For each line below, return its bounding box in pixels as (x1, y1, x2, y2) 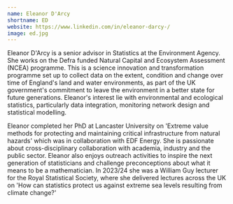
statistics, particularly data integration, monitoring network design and (7, 101, 210, 109)
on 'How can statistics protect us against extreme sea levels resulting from (7, 181, 223, 189)
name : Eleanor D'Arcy (7, 10, 71, 17)
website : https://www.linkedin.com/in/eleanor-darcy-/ (7, 23, 171, 30)
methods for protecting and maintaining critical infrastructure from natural (7, 129, 220, 138)
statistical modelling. (7, 108, 67, 117)
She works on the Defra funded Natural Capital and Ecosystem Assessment (7, 57, 225, 65)
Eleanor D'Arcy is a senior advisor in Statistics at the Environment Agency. (7, 49, 220, 57)
